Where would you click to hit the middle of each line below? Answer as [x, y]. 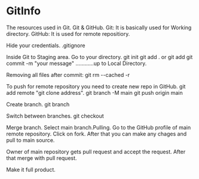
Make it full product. [31, 169]
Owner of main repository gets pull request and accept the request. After [96, 152]
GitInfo [23, 11]
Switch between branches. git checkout [55, 116]
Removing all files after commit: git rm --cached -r [68, 75]
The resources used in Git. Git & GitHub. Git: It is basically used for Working [99, 27]
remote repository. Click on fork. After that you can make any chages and [97, 134]
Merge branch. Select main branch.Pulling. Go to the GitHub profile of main [99, 127]
